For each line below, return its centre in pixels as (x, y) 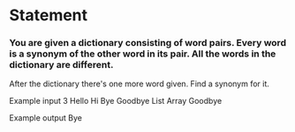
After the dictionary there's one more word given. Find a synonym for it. (139, 84)
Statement (49, 15)
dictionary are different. (61, 65)
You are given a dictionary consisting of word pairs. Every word (148, 43)
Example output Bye (45, 118)
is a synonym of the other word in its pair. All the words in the (143, 54)
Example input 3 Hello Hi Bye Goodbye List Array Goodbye (116, 101)
